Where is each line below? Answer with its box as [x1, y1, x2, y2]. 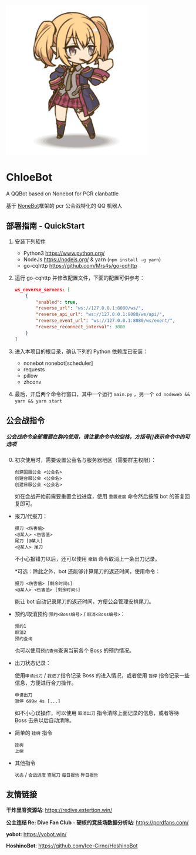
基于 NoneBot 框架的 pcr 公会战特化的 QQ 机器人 [6, 202, 123, 209]
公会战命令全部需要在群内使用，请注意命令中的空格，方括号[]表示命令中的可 [6, 433, 190, 440]
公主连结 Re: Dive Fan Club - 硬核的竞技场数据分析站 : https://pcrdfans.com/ [6, 819, 189, 826]
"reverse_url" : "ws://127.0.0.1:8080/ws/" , [36, 305, 144, 311]
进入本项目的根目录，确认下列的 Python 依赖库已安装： [14, 348, 148, 355]
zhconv [23, 378, 42, 385]
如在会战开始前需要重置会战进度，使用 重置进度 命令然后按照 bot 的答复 [14, 493, 185, 500]
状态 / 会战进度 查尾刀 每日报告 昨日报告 [14, 771, 99, 778]
